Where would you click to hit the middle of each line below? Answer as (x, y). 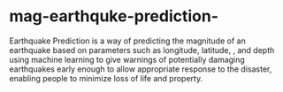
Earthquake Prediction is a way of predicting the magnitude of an (127, 41)
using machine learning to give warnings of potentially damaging (127, 59)
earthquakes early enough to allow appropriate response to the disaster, (141, 69)
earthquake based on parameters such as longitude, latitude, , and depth (142, 50)
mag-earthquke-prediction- (114, 16)
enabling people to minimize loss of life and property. (106, 78)
